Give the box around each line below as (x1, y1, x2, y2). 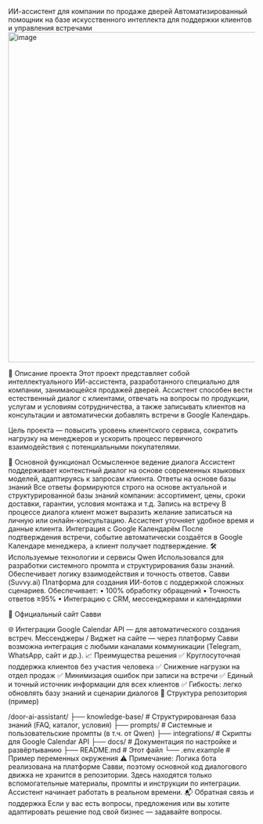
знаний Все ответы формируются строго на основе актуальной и (8, 483, 227, 491)
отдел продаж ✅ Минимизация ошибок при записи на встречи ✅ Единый (8, 671, 253, 680)
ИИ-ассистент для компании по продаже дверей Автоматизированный (8, 7, 248, 16)
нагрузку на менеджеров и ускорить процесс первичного (8, 434, 204, 443)
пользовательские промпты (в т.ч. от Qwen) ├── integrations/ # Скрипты (8, 729, 252, 738)
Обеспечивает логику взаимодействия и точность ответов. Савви (8, 569, 230, 578)
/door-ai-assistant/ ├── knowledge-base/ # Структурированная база (8, 712, 236, 721)
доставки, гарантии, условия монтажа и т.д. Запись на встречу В (8, 499, 227, 509)
